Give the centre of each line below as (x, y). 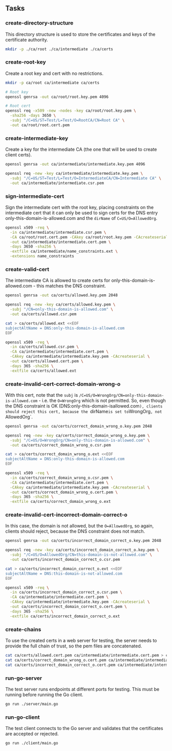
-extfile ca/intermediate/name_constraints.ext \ (64, 251)
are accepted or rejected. (32, 734)
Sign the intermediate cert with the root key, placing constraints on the (80, 207)
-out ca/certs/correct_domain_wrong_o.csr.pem (60, 445)
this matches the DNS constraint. (71, 286)
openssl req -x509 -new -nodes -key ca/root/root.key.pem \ (71, 111)
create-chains (23, 629)
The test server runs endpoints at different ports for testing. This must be (82, 689)
